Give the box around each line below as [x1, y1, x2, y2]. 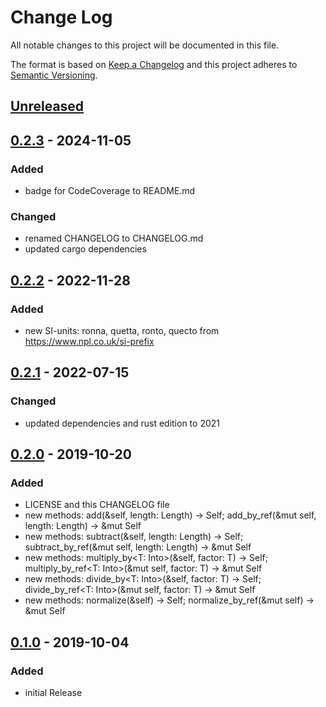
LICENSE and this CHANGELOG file [24, 499, 170, 511]
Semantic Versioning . [10, 69, 98, 81]
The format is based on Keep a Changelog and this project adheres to [10, 58, 298, 70]
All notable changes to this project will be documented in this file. [10, 39, 280, 51]
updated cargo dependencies [24, 243, 147, 255]
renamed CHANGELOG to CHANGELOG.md [24, 232, 204, 245]
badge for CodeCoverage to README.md [24, 185, 196, 197]
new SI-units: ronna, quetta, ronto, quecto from [24, 325, 220, 336]
